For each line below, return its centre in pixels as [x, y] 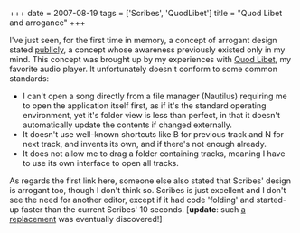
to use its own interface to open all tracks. [100, 163]
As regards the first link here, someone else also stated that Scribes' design [150, 181]
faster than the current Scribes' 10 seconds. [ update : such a [133, 210]
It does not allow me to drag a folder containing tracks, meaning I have [154, 154]
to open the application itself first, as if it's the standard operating [144, 106]
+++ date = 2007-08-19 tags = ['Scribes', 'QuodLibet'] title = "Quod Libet [146, 13]
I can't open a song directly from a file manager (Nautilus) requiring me [155, 96]
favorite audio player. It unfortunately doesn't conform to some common [144, 69]
